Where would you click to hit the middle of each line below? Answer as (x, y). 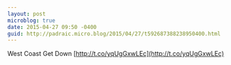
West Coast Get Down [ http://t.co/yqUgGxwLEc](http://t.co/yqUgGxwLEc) (116, 54)
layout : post (27, 14)
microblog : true (31, 20)
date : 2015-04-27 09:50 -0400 (52, 27)
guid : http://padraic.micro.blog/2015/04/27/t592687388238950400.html (114, 34)
